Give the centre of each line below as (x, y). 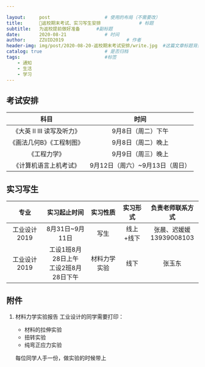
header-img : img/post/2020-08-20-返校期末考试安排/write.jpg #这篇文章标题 (100, 46)
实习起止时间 (65, 213)
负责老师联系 (169, 208)
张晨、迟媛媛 (172, 230)
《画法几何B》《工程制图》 (47, 143)
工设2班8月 (66, 268)
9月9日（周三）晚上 (140, 154)
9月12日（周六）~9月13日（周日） (140, 166)
